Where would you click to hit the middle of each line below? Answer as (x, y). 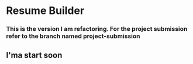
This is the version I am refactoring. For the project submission (97, 29)
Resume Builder (45, 11)
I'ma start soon (34, 55)
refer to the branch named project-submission (73, 36)
